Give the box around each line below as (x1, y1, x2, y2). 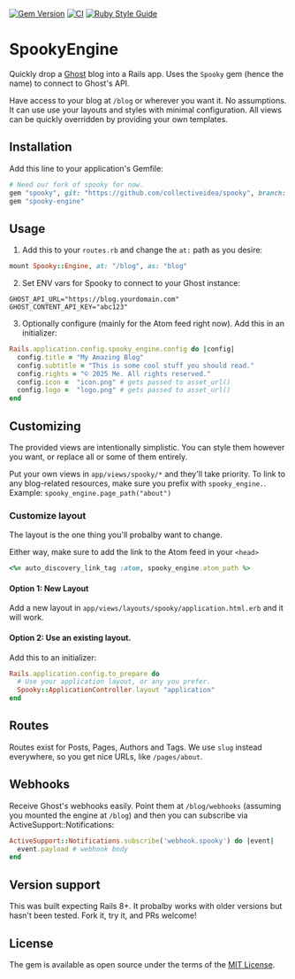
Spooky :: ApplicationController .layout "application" (17, 686, 216, 695)
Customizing (9, 419, 81, 434)
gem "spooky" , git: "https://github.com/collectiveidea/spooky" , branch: (9, 189, 287, 197)
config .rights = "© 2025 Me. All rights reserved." (17, 369, 212, 378)
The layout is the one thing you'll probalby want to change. (9, 529, 223, 540)
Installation (9, 140, 72, 155)
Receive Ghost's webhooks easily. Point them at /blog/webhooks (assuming (9, 800, 282, 811)
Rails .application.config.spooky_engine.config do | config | (9, 345, 236, 354)
